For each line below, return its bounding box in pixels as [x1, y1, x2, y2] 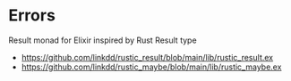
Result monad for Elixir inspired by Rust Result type [8, 35, 198, 45]
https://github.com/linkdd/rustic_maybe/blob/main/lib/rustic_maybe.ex [21, 61, 282, 72]
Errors [8, 5, 56, 26]
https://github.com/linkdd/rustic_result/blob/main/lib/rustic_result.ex [21, 52, 274, 62]
